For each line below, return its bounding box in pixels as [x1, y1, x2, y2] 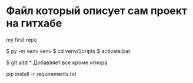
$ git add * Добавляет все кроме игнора [6, 59, 108, 66]
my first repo [6, 36, 37, 43]
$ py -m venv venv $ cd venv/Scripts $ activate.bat [6, 47, 131, 54]
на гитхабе [6, 16, 62, 30]
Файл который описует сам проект [6, 4, 187, 18]
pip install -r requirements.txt [6, 70, 76, 77]
